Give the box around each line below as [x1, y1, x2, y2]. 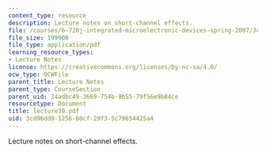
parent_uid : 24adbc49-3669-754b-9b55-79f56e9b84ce [8, 93, 179, 101]
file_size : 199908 [8, 33, 69, 42]
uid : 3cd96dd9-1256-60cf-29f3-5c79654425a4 [8, 115, 154, 123]
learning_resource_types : [8, 48, 93, 56]
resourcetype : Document [8, 100, 87, 108]
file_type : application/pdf [8, 41, 101, 49]
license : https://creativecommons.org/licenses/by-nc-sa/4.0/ [8, 63, 218, 71]
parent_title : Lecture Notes [8, 78, 104, 85]
